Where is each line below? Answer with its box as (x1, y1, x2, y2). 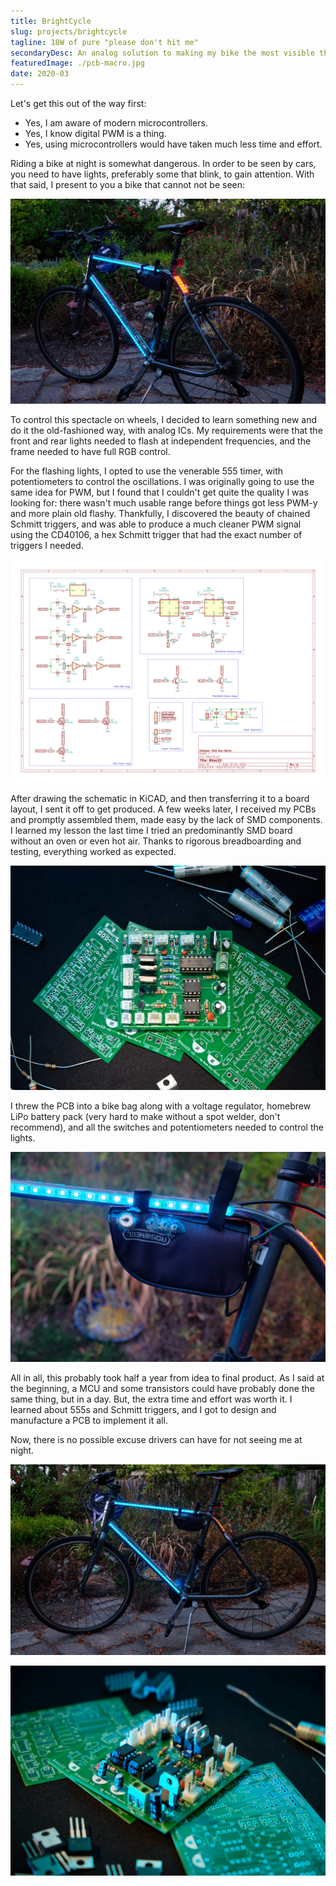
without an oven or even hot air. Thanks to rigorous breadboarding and (10, 835, 302, 847)
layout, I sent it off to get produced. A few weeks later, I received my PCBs (10, 803, 317, 815)
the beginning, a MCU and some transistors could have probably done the (10, 1383, 315, 1395)
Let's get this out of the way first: (10, 98, 147, 109)
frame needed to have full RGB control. (10, 446, 171, 458)
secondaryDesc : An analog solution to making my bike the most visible (10, 48, 315, 58)
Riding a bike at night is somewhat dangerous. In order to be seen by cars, (10, 158, 317, 169)
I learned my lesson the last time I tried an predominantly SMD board (10, 824, 293, 836)
